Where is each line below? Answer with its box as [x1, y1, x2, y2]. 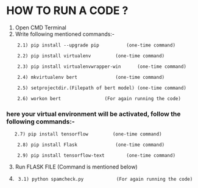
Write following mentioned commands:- [15, 30, 115, 37]
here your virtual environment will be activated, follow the [6, 109, 181, 118]
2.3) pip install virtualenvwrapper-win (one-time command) [17, 63, 187, 70]
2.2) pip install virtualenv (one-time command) [17, 52, 165, 59]
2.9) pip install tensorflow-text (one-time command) [17, 153, 175, 159]
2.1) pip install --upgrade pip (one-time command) [17, 42, 175, 48]
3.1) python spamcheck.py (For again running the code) [18, 176, 193, 183]
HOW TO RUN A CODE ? [6, 4, 129, 18]
